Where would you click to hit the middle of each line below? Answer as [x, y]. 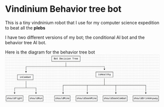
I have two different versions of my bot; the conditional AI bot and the [75, 37]
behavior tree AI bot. [26, 42]
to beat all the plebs [25, 27]
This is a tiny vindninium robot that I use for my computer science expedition [82, 23]
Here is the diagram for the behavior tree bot [50, 52]
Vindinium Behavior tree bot [63, 9]
